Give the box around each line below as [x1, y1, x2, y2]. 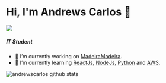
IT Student [6, 38, 33, 45]
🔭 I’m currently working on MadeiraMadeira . [14, 52, 123, 59]
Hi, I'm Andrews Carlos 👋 [6, 5, 132, 19]
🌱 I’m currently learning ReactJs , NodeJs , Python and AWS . [14, 59, 161, 66]
